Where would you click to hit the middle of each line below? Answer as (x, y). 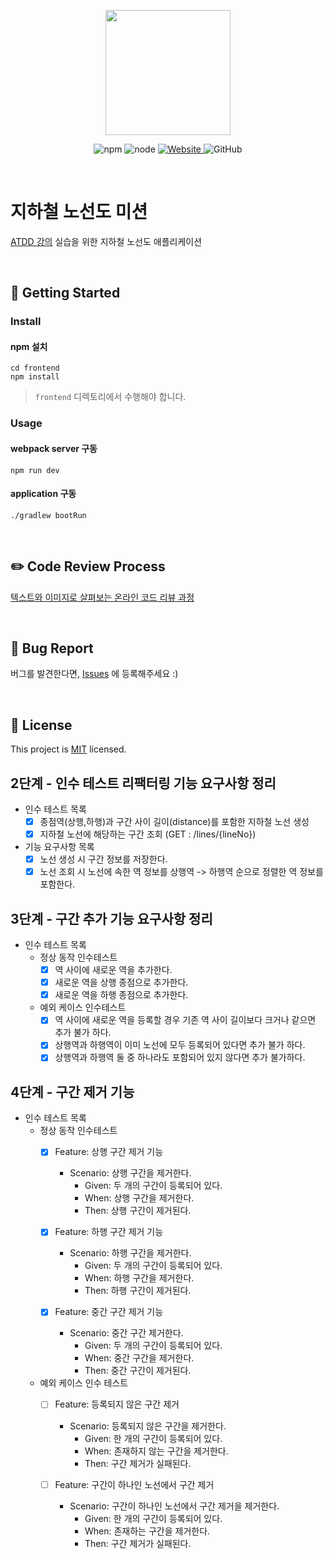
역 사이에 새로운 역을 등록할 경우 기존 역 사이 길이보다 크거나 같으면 (185, 1020)
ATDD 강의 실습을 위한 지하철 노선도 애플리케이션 (106, 241)
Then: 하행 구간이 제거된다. (138, 1291)
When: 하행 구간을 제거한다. (139, 1278)
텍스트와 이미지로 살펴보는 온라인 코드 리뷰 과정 (102, 597)
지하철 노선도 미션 (79, 212)
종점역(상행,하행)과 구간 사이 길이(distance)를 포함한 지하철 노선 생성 (174, 822)
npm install (35, 377)
